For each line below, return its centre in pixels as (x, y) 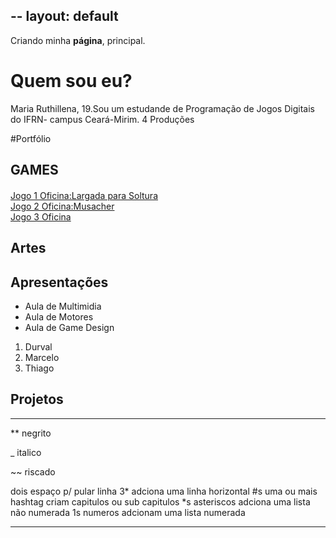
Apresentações (59, 282)
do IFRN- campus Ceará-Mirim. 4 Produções (102, 119)
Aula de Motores (59, 316)
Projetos (37, 399)
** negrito (31, 433)
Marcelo (42, 357)
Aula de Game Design (69, 327)
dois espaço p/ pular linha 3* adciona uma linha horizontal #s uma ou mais (164, 491)
